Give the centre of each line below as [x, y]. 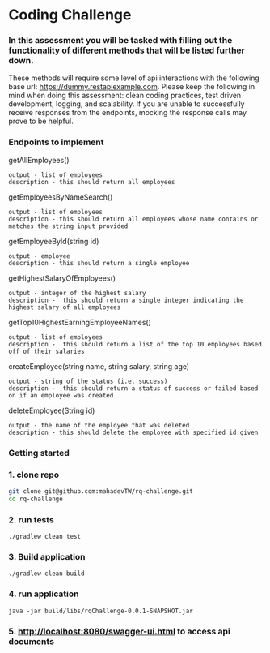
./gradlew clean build [46, 574]
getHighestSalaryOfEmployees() [62, 278]
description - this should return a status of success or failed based [133, 388]
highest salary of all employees [65, 307]
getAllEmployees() [39, 160]
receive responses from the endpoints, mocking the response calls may [128, 113]
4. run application [44, 594]
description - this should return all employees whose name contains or [133, 219]
